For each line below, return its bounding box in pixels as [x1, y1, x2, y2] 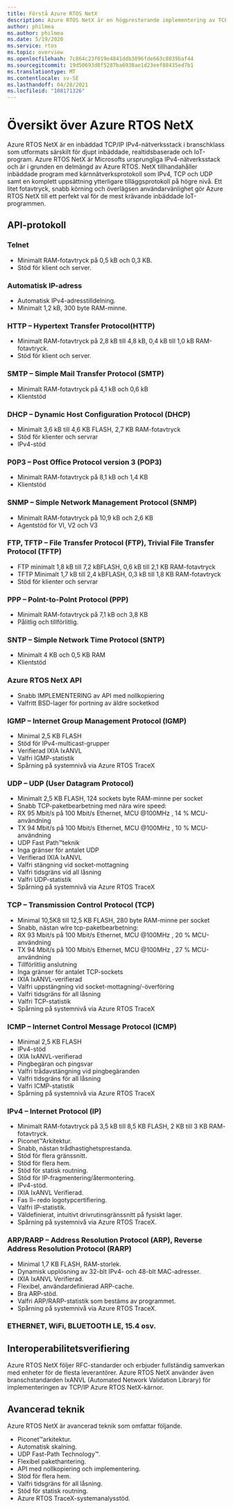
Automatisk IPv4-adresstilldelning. [17, 296, 116, 305]
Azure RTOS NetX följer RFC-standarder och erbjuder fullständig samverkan [7, 1361, 225, 1370]
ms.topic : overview [7, 49, 64, 56]
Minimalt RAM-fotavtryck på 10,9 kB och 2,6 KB [17, 513, 154, 522]
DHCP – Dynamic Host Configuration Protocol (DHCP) [7, 409, 191, 419]
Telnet [7, 240, 29, 250]
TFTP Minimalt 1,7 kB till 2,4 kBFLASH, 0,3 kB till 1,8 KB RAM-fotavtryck [17, 570, 221, 578]
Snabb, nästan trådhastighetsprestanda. [17, 1144, 132, 1152]
